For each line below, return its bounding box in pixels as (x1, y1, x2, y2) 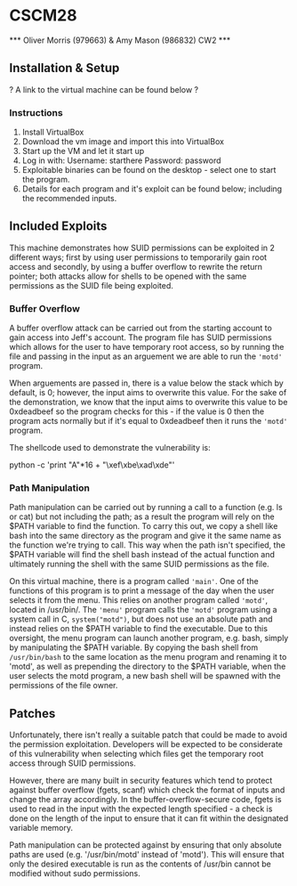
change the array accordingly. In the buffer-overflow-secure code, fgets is (9, 794, 282, 805)
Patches (9, 705, 56, 721)
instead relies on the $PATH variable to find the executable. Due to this (9, 623, 269, 634)
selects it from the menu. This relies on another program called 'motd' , (9, 595, 269, 606)
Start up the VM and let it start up (21, 146, 145, 157)
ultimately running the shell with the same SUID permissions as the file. (9, 558, 269, 570)
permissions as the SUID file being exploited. (9, 280, 173, 290)
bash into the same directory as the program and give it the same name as (9, 531, 282, 541)
